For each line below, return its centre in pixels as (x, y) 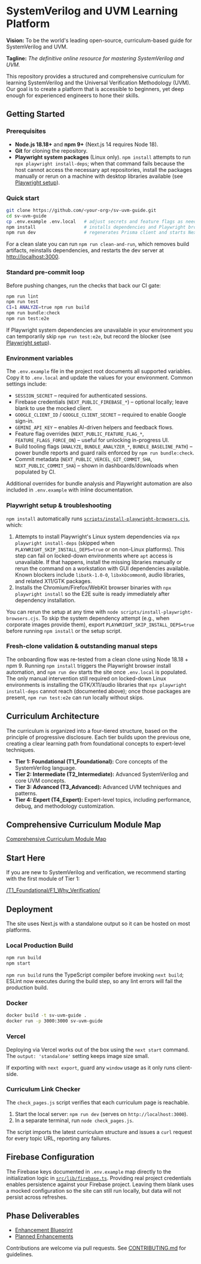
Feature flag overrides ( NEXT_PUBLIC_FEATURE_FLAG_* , (80, 434)
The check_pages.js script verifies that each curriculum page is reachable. (98, 1102)
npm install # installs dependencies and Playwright (96, 227)
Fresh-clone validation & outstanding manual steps (82, 646)
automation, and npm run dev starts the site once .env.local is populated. (97, 672)
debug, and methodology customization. (65, 806)
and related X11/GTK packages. (53, 581)
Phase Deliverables (43, 1216)
